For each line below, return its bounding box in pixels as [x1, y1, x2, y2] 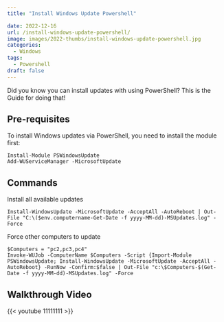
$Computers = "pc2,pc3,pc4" [7, 246, 88, 253]
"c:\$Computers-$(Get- [151, 264, 216, 271]
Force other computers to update [7, 233, 101, 241]
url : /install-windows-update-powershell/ [7, 29, 131, 36]
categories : [7, 42, 41, 49]
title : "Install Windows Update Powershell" [7, 10, 137, 17]
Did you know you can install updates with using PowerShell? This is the [7, 86, 211, 94]
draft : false [7, 67, 45, 74]
